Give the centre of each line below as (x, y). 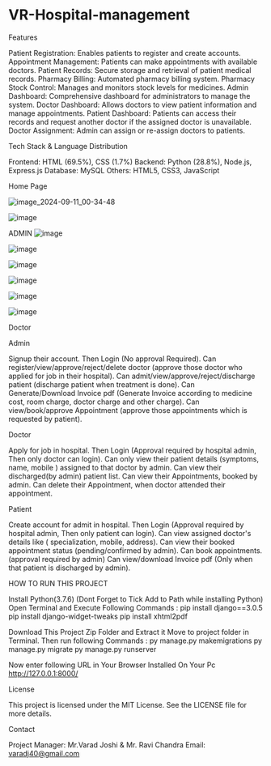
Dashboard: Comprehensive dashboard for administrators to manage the (129, 96)
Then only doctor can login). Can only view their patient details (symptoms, (133, 458)
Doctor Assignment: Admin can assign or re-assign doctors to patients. (127, 130)
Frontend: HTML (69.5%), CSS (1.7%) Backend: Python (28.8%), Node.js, (130, 162)
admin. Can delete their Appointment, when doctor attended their (117, 484)
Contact (21, 729)
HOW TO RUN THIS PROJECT (58, 583)
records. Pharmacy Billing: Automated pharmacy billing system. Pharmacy (131, 79)
